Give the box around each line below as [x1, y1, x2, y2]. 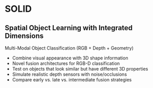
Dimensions [5, 31, 44, 40]
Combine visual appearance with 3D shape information [12, 55, 128, 61]
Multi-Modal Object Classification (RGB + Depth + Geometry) [5, 45, 134, 51]
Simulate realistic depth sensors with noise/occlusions [12, 71, 127, 77]
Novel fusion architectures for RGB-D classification [12, 60, 120, 67]
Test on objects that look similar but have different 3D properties [12, 66, 148, 72]
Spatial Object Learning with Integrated [5, 24, 133, 32]
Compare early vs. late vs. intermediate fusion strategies [12, 77, 132, 82]
